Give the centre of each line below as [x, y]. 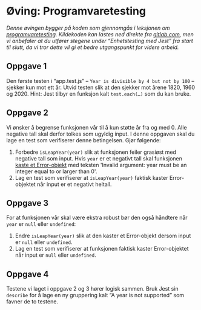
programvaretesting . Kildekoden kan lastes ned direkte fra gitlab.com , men [100, 34]
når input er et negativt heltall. [74, 184]
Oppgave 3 [28, 203]
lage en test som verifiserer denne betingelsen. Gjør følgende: [84, 140]
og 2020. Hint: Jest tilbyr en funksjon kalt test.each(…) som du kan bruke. [99, 94]
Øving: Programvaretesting [76, 11]
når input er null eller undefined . [55, 255]
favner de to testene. [32, 302]
